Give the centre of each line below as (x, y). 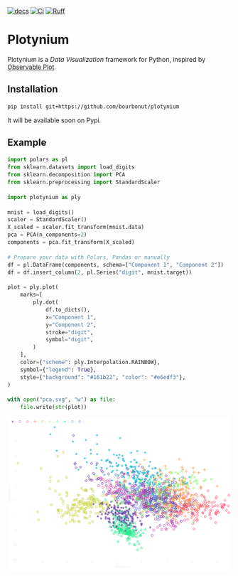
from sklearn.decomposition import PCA (66, 175)
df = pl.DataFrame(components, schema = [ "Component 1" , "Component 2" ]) (115, 265)
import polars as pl (38, 160)
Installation (33, 89)
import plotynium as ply (44, 197)
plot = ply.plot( (33, 287)
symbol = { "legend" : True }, (59, 370)
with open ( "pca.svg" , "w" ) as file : (61, 400)
